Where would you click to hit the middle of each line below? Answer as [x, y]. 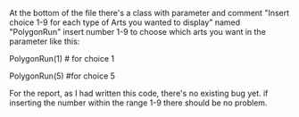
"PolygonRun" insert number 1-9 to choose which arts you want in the [137, 32]
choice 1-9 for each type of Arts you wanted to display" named [125, 22]
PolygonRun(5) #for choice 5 [62, 76]
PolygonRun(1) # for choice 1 [62, 58]
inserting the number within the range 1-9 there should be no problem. [138, 103]
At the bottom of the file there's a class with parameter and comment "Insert [149, 13]
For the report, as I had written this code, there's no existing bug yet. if [139, 93]
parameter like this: [45, 41]
